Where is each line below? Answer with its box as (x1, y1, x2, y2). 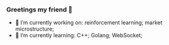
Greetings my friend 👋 (6, 5, 73, 14)
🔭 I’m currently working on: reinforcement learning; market (15, 19, 163, 26)
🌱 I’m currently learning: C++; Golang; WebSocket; (15, 32, 143, 39)
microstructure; (15, 25, 54, 32)
